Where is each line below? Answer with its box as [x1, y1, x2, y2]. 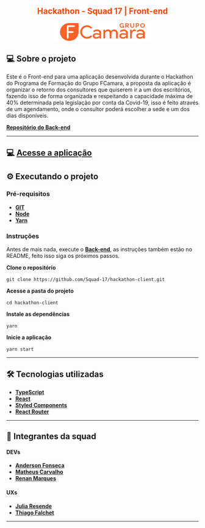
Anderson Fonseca [15, 462, 65, 469]
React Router [15, 408, 49, 415]
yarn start [6, 346, 34, 352]
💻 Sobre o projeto [6, 54, 76, 64]
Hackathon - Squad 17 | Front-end [37, 6, 168, 16]
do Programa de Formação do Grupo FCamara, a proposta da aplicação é [6, 79, 191, 87]
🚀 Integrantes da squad [6, 431, 96, 442]
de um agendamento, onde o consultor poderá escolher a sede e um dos [6, 105, 190, 113]
